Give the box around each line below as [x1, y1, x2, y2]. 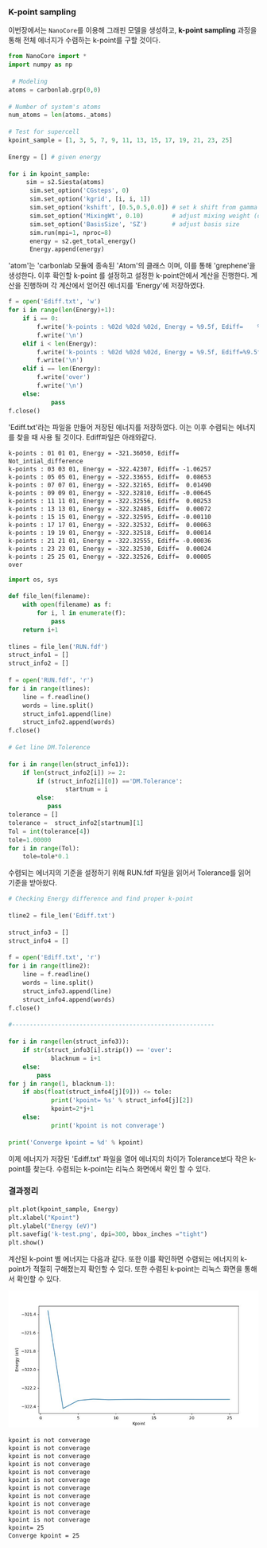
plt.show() [8, 1239, 44, 1247]
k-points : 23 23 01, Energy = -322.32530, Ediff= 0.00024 [8, 545, 212, 553]
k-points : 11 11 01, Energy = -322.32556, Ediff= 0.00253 [8, 497, 212, 505]
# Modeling [11, 77, 48, 85]
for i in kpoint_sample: [8, 170, 91, 178]
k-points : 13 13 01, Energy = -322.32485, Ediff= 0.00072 [8, 505, 212, 513]
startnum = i [64, 785, 109, 794]
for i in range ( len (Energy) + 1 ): [8, 306, 115, 315]
